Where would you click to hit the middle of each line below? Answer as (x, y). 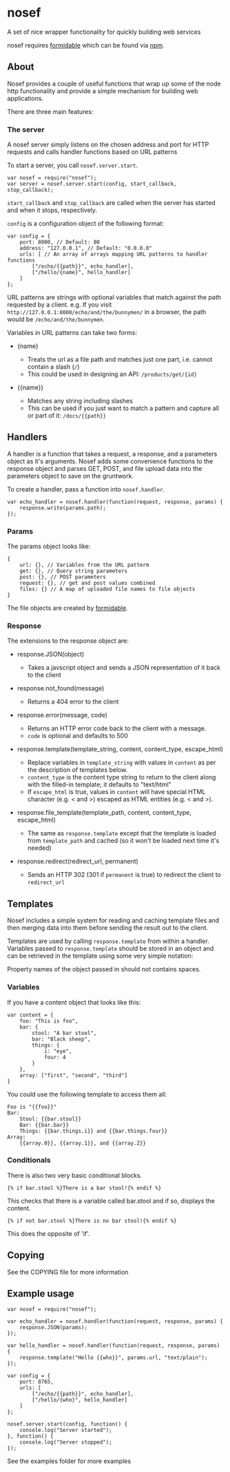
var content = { (30, 1015)
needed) (39, 848)
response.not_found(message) (61, 688)
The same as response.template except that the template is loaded (122, 833)
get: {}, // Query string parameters (74, 571)
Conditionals (29, 1160)
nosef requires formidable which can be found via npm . (86, 45)
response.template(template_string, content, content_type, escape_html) (120, 749)
